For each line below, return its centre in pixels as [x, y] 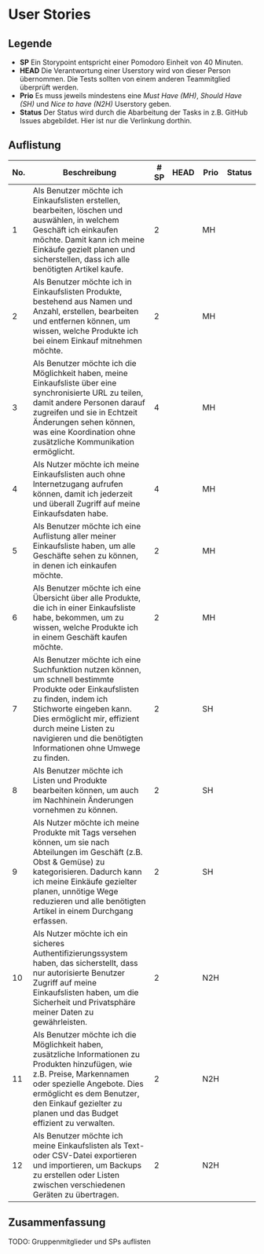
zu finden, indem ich [70, 699]
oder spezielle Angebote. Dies [88, 1084]
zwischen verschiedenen [79, 1185]
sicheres [49, 943]
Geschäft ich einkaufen [75, 229]
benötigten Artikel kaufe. [78, 269]
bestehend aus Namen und [82, 302]
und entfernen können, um [82, 321]
